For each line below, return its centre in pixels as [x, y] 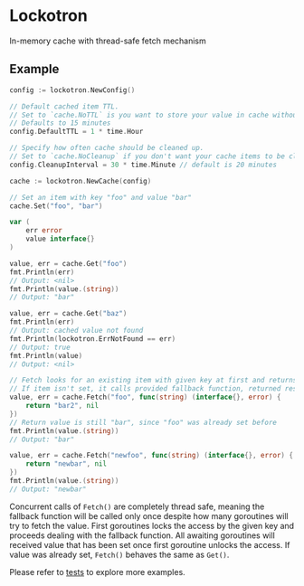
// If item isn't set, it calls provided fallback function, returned [145, 389]
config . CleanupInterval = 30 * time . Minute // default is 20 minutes [143, 165]
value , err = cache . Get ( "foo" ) [68, 263]
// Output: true [40, 347]
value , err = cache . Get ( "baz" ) [68, 314]
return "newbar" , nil [66, 464]
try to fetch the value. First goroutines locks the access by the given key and [152, 525]
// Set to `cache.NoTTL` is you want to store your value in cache [139, 115]
